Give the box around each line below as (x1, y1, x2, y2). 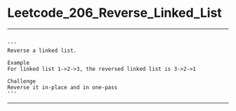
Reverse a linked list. (7, 47, 77, 54)
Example (7, 59, 30, 66)
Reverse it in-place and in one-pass (7, 84, 118, 91)
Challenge (7, 77, 37, 85)
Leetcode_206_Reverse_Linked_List (7, 5, 223, 21)
